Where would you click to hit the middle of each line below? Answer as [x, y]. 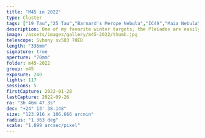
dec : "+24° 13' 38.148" [37, 108]
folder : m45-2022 [28, 63]
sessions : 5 [21, 86]
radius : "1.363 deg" [33, 120]
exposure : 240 [24, 74]
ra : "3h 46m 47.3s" [31, 103]
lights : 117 [21, 80]
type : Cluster [24, 18]
